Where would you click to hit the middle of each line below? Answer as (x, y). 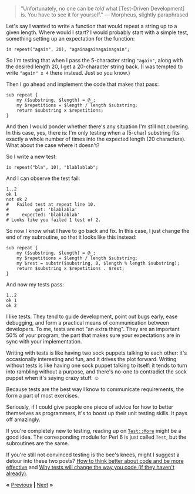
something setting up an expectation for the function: (70, 39)
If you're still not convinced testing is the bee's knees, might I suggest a (93, 455)
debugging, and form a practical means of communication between (88, 323)
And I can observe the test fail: (43, 178)
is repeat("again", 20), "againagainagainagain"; (68, 49)
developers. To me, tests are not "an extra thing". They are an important (93, 329)
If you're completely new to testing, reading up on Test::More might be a (94, 431)
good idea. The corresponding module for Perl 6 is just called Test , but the (96, 437)
